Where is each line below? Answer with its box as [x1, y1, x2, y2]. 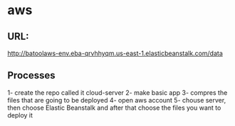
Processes [7, 69, 56, 81]
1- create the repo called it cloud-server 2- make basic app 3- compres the [7, 88, 228, 97]
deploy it [7, 110, 33, 119]
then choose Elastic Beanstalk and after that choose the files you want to [7, 103, 221, 112]
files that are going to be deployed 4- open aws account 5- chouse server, [7, 96, 226, 104]
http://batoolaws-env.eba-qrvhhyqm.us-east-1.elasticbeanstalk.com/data [7, 49, 223, 57]
